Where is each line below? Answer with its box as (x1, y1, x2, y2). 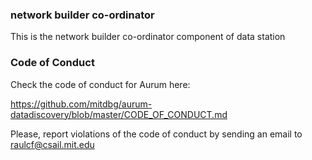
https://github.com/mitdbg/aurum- (10, 98, 153, 110)
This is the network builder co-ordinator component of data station (10, 31, 286, 43)
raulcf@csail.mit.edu (10, 138, 95, 150)
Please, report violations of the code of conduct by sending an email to (10, 128, 303, 140)
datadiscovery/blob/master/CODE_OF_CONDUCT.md (10, 108, 228, 120)
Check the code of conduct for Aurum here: (10, 78, 191, 90)
